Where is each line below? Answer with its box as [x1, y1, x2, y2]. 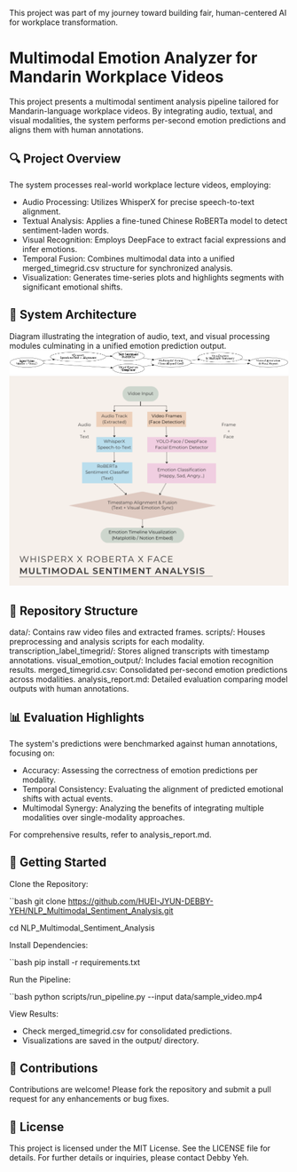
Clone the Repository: [9, 878, 89, 889]
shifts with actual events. [21, 793, 113, 804]
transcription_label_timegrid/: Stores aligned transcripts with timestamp [9, 645, 270, 656]
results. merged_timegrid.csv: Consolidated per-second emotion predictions [9, 664, 288, 675]
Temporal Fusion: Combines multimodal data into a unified [21, 253, 235, 264]
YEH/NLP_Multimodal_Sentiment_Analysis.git [9, 905, 174, 915]
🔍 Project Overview [9, 151, 121, 167]
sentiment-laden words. [21, 225, 109, 235]
